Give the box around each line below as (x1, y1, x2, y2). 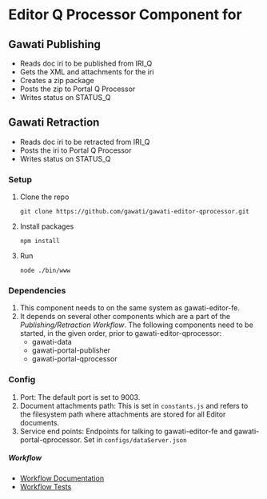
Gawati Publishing (8, 38, 102, 51)
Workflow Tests (19, 481, 72, 491)
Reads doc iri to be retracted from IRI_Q (19, 137, 150, 146)
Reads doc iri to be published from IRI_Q (19, 58, 153, 68)
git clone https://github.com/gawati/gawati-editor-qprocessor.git (19, 208, 249, 216)
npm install (19, 238, 60, 246)
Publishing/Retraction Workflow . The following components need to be (19, 320, 253, 329)
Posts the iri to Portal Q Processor (19, 146, 132, 155)
